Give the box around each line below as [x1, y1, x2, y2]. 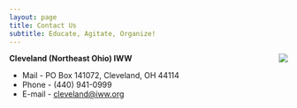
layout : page [9, 12, 57, 22]
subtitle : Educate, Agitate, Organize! [9, 29, 156, 38]
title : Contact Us [9, 21, 77, 30]
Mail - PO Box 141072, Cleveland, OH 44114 [21, 70, 179, 81]
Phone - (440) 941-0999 [21, 80, 112, 90]
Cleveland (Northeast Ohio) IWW [9, 54, 133, 64]
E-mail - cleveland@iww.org [21, 89, 125, 99]
